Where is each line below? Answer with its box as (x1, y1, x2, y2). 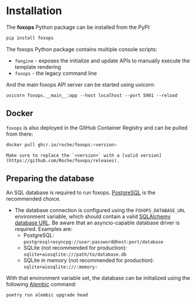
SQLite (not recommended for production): (23, 244, 128, 252)
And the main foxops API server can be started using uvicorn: (6, 81, 155, 88)
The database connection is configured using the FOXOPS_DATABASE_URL (14, 207, 186, 214)
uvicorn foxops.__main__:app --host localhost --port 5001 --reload (6, 92, 178, 98)
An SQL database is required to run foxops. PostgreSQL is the (6, 189, 156, 196)
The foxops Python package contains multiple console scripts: (6, 45, 158, 52)
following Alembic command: (6, 281, 77, 288)
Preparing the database (6, 173, 95, 183)
